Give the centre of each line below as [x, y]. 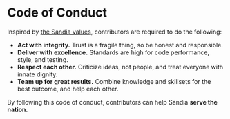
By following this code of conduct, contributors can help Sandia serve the [112, 102]
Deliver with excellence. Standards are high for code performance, [113, 52]
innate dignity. [37, 74]
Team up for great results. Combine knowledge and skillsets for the [114, 81]
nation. [18, 109]
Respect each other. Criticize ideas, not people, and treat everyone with [120, 67]
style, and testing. [42, 59]
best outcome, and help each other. [68, 89]
